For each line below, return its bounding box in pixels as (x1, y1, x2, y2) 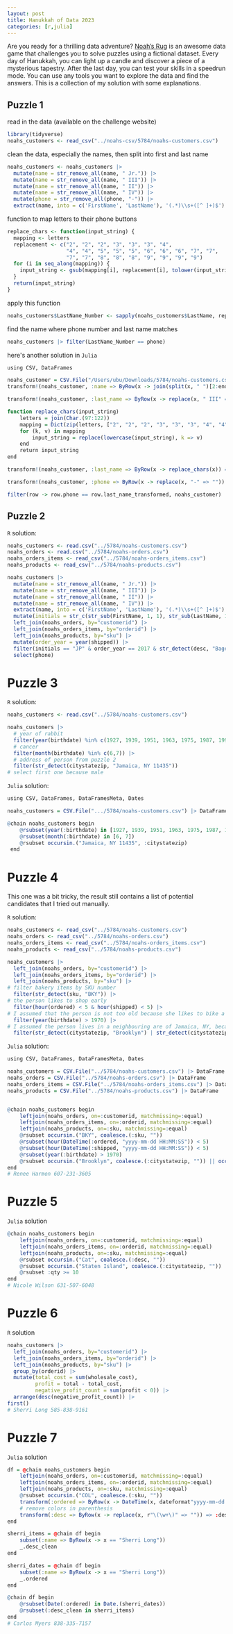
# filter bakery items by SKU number (7, 984, 116, 992)
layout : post (7, 10, 45, 17)
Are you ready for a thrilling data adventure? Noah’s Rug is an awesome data (7, 42, 226, 51)
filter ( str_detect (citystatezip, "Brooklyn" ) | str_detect (13, 1029, 188, 1037)
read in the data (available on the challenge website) (7, 117, 157, 126)
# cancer (13, 743, 39, 750)
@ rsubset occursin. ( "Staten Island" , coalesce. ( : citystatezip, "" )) (19, 1262, 222, 1269)
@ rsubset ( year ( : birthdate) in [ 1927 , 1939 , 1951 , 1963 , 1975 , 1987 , (19, 826, 222, 833)
